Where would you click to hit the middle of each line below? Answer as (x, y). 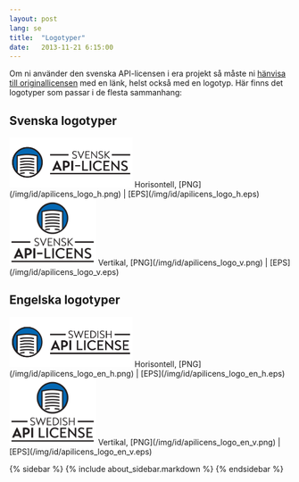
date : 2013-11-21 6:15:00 (62, 47)
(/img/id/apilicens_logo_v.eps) (64, 272)
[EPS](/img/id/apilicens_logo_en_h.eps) (213, 373)
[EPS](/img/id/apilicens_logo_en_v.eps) (81, 452)
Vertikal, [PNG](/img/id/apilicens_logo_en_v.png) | (189, 442)
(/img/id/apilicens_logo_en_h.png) (72, 373)
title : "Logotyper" (48, 37)
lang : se (25, 28)
